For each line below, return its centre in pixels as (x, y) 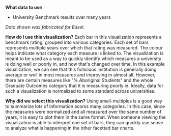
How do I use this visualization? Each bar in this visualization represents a (83, 37)
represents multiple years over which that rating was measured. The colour (84, 48)
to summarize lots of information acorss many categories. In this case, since (85, 106)
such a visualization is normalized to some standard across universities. (80, 91)
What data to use (24, 7)
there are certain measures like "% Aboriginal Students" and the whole (79, 80)
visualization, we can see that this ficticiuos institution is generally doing (81, 69)
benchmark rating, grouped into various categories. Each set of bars (77, 42)
